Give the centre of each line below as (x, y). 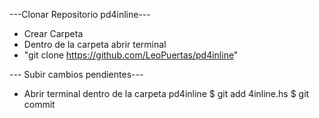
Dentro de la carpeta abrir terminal (95, 44)
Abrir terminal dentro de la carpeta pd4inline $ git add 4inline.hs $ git (166, 93)
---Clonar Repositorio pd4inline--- (80, 14)
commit (39, 104)
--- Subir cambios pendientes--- (76, 74)
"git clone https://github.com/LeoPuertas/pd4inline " (131, 55)
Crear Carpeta (53, 33)
